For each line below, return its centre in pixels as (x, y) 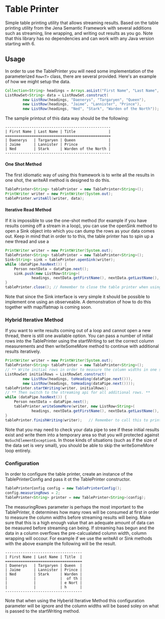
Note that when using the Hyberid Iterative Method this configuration (75, 600)
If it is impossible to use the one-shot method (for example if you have (76, 221)
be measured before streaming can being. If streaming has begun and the (80, 528)
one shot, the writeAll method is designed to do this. (58, 180)
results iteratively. (23, 351)
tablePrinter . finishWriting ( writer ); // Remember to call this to (77, 420)
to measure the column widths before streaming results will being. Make (78, 517)
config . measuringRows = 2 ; (33, 493)
